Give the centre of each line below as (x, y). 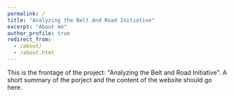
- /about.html (34, 53)
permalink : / (26, 14)
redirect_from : (29, 40)
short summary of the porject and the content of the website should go (110, 80)
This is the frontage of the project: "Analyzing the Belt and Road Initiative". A (117, 72)
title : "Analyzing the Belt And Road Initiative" (81, 20)
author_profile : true (39, 33)
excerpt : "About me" (37, 27)
